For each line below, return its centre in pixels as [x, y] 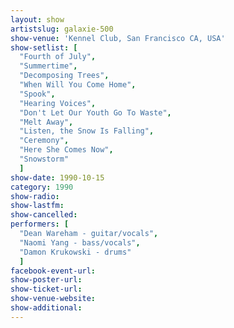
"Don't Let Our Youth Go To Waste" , [95, 112]
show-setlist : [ [44, 47]
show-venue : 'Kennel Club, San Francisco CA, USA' [118, 38]
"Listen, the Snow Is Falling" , [87, 131]
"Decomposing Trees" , [64, 76]
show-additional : [46, 308]
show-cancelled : [44, 215]
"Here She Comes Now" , [66, 150]
